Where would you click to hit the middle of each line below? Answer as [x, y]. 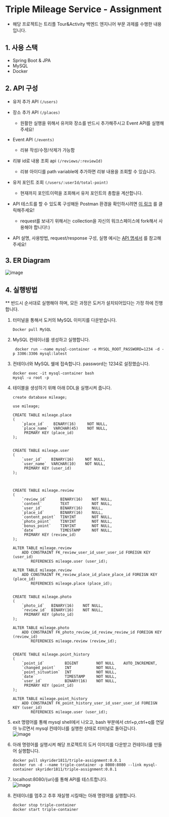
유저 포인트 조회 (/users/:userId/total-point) [60, 182]
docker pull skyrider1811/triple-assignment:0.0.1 [67, 761]
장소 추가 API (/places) [36, 112]
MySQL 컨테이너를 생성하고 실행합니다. [51, 340]
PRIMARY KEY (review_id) [50, 535]
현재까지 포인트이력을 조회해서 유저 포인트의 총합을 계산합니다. [81, 193]
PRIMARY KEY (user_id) [48, 469]
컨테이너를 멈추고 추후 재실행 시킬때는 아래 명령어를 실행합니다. [75, 796]
